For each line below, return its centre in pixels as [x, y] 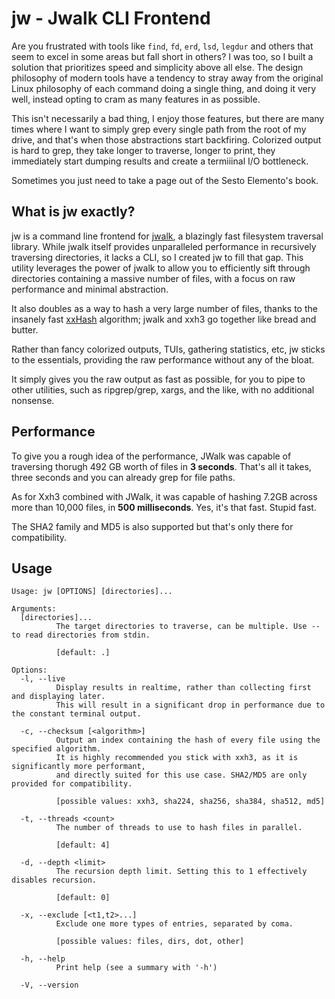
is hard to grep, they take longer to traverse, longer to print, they [143, 150]
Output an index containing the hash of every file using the [188, 740]
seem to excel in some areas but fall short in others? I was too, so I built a [162, 56]
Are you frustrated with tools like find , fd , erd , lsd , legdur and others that [162, 46]
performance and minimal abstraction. [90, 289]
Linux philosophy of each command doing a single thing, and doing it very [164, 88]
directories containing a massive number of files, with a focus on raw [153, 278]
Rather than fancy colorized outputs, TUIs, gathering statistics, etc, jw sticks [168, 349]
